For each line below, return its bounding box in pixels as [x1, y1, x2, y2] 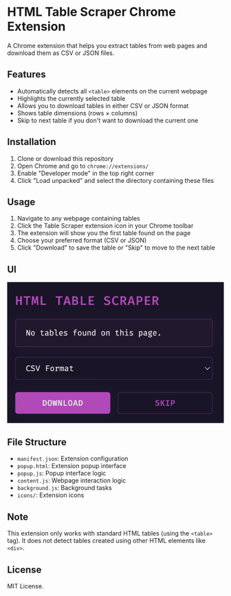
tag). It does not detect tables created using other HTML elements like [7, 537, 206, 545]
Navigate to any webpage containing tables [16, 214, 140, 223]
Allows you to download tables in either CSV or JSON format [16, 101, 189, 110]
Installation [7, 136, 56, 148]
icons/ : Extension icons [16, 491, 85, 499]
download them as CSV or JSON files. [7, 49, 115, 57]
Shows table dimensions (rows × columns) [16, 109, 138, 117]
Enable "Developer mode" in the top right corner [16, 169, 155, 177]
